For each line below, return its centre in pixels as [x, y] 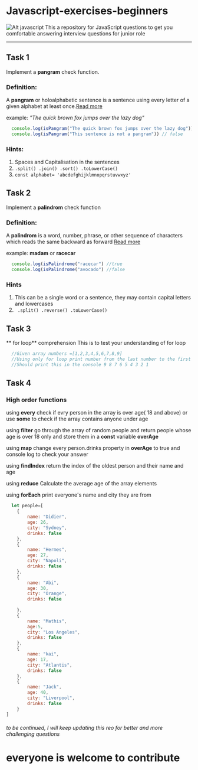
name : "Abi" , [43, 583]
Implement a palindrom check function [54, 207]
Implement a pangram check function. [53, 71]
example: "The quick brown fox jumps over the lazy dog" [75, 118]
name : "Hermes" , [47, 550]
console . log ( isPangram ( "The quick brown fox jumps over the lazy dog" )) [103, 129]
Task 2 [19, 193]
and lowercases [34, 304]
